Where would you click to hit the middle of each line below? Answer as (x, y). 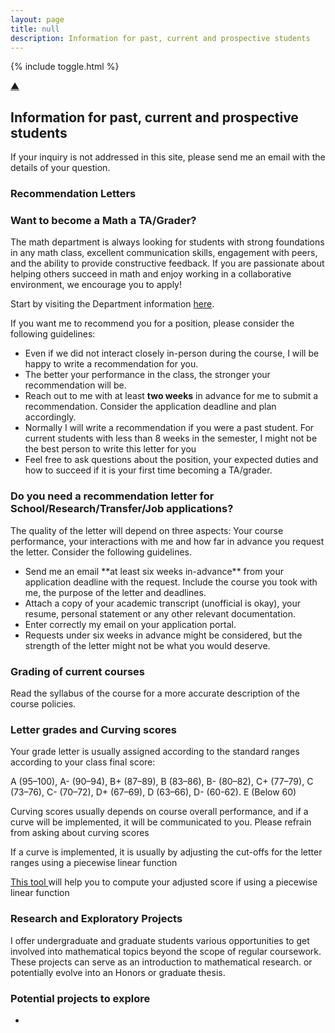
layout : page (37, 19)
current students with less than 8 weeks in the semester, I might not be (171, 438)
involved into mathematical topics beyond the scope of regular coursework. (166, 951)
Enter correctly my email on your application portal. (130, 624)
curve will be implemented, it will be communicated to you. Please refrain (161, 822)
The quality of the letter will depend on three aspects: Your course (147, 530)
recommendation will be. (75, 385)
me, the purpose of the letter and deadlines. (115, 592)
